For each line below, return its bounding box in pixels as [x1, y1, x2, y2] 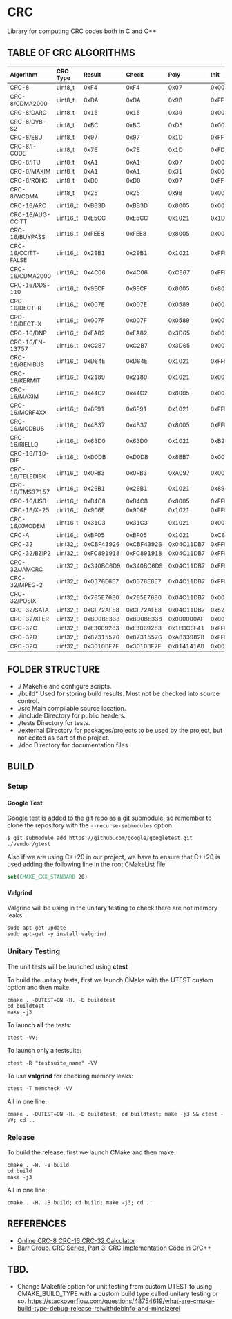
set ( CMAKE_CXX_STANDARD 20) [7, 874, 88, 881]
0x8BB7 [168, 453, 190, 460]
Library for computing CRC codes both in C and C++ [7, 27, 157, 35]
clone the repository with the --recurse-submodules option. [7, 821, 174, 830]
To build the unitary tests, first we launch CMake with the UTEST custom [7, 975, 214, 984]
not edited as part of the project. [17, 733, 110, 742]
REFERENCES [7, 1218, 67, 1230]
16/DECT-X [10, 319, 42, 328]
